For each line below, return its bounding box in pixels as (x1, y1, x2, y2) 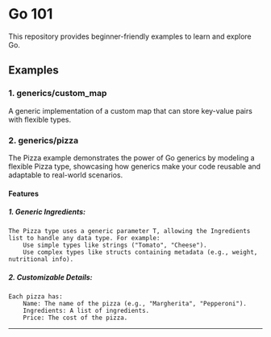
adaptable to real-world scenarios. (8, 170, 123, 180)
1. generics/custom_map (8, 88, 107, 99)
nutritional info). (8, 256, 74, 264)
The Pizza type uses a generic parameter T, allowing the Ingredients (8, 227, 251, 235)
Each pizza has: (8, 293, 63, 301)
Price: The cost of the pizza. (23, 314, 128, 322)
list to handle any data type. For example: (8, 235, 161, 243)
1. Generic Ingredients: (8, 207, 86, 217)
